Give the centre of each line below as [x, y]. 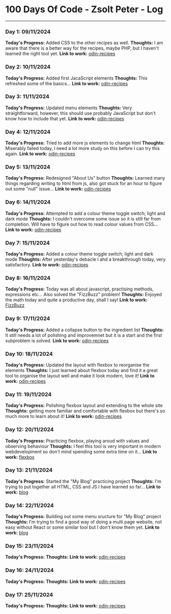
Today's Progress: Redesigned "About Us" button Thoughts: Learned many [85, 178]
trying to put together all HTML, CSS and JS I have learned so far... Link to [83, 486]
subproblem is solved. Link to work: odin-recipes [57, 340]
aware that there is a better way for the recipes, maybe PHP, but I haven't [82, 48]
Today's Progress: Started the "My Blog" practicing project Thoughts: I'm [83, 481]
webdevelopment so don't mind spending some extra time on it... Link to [81, 451]
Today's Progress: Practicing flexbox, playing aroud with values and [77, 440]
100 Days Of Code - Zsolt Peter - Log [84, 9]
